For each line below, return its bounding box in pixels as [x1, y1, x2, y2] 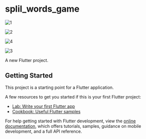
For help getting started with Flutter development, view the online [5, 118, 136, 124]
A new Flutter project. [5, 57, 49, 63]
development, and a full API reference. [5, 128, 82, 134]
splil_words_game [5, 3, 80, 15]
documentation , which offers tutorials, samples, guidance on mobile [5, 123, 141, 129]
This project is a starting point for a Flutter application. [5, 84, 114, 90]
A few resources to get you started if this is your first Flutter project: [5, 94, 141, 99]
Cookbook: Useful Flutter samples [12, 108, 81, 114]
